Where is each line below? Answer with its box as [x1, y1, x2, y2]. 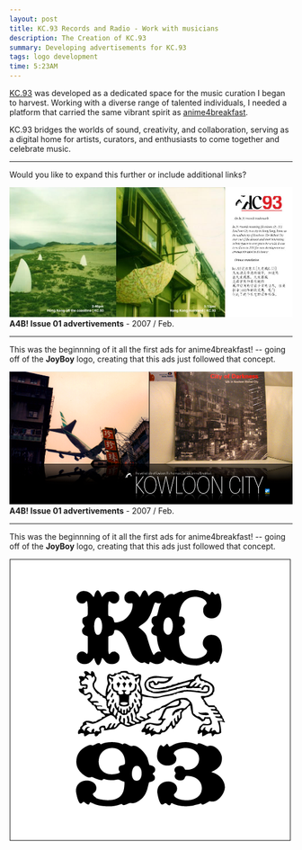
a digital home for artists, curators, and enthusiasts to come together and [9, 134, 280, 144]
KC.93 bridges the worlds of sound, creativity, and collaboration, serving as [9, 124, 289, 135]
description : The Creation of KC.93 [9, 33, 147, 42]
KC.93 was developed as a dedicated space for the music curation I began [9, 88, 286, 98]
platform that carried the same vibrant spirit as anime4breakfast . [9, 107, 249, 117]
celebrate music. [9, 144, 72, 154]
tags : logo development [9, 52, 99, 62]
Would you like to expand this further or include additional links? [9, 169, 247, 180]
